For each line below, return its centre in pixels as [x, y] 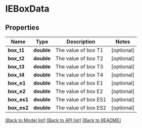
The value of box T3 [79, 67]
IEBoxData [27, 9]
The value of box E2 [79, 91]
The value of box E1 [79, 83]
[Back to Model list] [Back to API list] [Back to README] [63, 120]
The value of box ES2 [81, 108]
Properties [22, 28]
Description [81, 42]
